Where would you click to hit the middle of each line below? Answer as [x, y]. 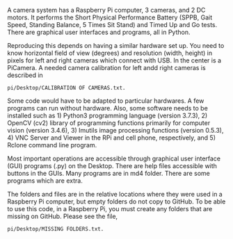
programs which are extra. [45, 181]
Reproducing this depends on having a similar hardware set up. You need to [116, 46]
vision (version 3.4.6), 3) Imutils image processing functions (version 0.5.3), [115, 130]
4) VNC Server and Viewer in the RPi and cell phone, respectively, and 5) [112, 138]
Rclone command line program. [52, 145]
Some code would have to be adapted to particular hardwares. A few [106, 101]
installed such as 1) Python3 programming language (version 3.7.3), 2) [107, 115]
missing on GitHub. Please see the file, [63, 216]
